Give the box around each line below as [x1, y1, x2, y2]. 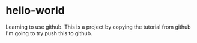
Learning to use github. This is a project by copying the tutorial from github [5, 23, 191, 30]
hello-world [5, 4, 65, 17]
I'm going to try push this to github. [5, 29, 92, 36]
